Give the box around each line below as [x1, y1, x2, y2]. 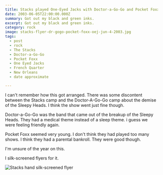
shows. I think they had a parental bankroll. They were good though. [5, 136, 141, 142]
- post [9, 39, 23, 44]
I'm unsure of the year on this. [5, 146, 65, 151]
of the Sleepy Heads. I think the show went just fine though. [5, 102, 125, 108]
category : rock [5, 25, 36, 30]
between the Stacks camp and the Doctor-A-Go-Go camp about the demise [5, 97, 157, 103]
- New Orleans [9, 70, 38, 75]
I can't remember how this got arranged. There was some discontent [5, 92, 143, 98]
